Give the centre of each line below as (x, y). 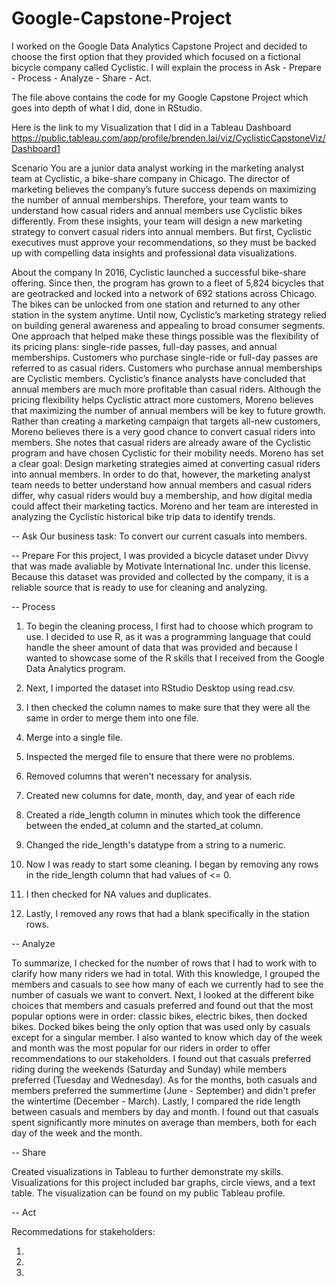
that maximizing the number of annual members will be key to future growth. (168, 410)
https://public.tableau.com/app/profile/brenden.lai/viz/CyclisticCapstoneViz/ (168, 138)
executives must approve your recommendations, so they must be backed (164, 242)
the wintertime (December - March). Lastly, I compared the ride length (156, 1101)
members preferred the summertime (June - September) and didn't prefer (163, 1090)
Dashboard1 (36, 148)
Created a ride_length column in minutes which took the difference (163, 814)
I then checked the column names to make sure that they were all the (168, 707)
